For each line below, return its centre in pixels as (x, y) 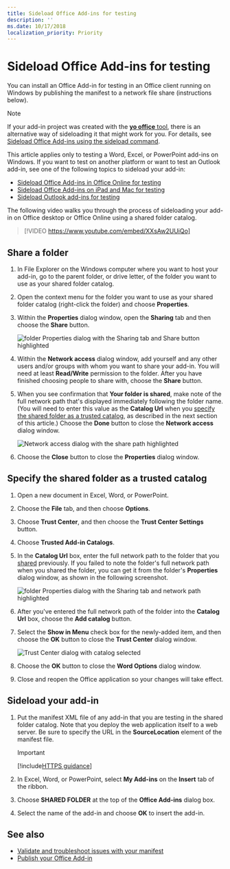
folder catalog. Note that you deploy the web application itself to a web (117, 724)
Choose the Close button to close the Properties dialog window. (108, 457)
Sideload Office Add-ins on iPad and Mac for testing (91, 190)
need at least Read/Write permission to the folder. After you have (110, 373)
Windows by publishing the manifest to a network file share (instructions (110, 93)
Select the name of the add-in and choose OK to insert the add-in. (111, 813)
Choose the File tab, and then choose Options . (83, 508)
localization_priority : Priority (55, 33)
